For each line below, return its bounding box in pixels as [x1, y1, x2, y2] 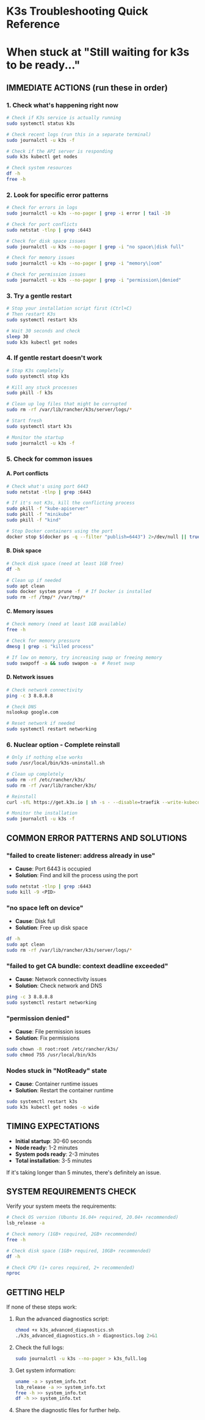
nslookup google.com [6, 709, 59, 716]
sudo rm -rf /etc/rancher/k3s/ [6, 776, 86, 783]
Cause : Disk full [15, 917, 56, 924]
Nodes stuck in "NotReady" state [6, 1066, 107, 1075]
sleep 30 [6, 333, 29, 340]
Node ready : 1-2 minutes [15, 1144, 78, 1151]
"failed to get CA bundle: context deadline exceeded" [6, 962, 168, 970]
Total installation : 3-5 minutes [15, 1157, 93, 1164]
